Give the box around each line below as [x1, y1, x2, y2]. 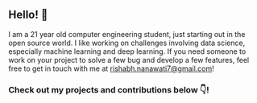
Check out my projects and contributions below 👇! [8, 84, 209, 95]
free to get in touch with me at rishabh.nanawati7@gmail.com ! [8, 64, 215, 73]
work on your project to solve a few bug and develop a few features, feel [8, 55, 250, 64]
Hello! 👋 [8, 8, 48, 22]
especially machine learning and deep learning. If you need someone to [8, 46, 247, 56]
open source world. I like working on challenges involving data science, [8, 38, 246, 47]
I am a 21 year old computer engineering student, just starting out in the [8, 29, 246, 39]
